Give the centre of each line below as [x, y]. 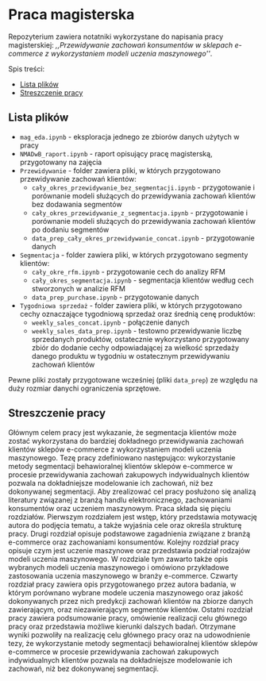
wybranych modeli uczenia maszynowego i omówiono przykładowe [119, 567]
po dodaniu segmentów [70, 229]
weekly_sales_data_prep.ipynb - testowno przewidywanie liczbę [137, 330]
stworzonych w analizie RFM [78, 288]
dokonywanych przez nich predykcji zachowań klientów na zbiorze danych [131, 601]
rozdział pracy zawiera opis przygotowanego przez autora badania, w [122, 584]
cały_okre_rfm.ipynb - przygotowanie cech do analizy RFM [129, 271]
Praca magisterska [71, 15]
